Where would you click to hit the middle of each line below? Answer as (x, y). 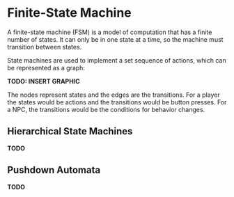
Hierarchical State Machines (70, 131)
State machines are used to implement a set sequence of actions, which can (117, 60)
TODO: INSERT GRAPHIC (44, 81)
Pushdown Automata (54, 170)
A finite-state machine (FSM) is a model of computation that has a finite (110, 32)
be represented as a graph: (46, 68)
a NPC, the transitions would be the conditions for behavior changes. (106, 109)
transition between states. (45, 47)
